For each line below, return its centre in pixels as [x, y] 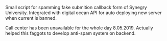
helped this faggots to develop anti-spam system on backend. [70, 33]
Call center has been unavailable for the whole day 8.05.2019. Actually [79, 28]
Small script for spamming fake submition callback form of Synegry [76, 7]
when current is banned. [31, 18]
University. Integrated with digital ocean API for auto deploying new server [83, 13]
